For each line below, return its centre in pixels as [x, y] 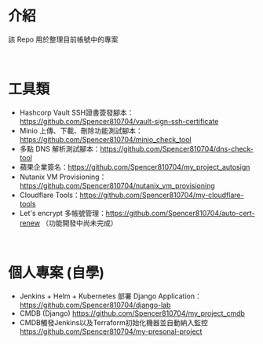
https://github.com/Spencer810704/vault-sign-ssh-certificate [119, 121]
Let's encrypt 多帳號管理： [62, 213]
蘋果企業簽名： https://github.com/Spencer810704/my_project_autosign [135, 167]
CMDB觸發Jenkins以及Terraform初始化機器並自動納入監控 [113, 322]
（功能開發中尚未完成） [80, 223]
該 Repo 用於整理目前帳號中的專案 [63, 39]
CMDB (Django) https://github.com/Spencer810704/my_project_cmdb [132, 313]
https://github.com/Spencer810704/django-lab [95, 305]
